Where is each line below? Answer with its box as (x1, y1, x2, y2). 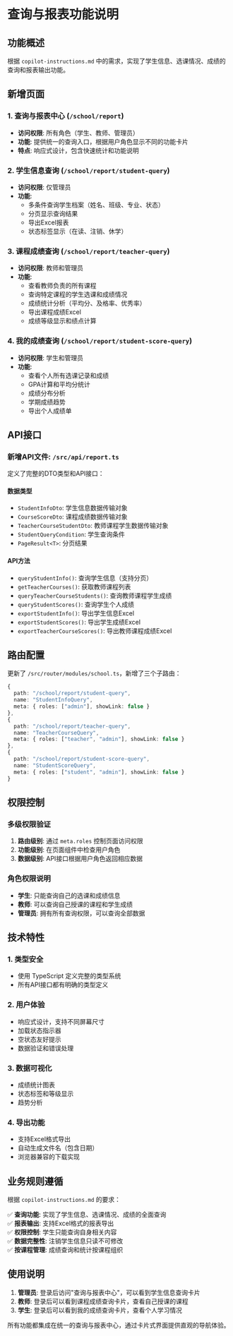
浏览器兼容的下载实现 (17, 1153, 80, 1161)
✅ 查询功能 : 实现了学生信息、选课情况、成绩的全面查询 (7, 1210, 167, 1218)
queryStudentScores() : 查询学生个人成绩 (17, 600, 134, 608)
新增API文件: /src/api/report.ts (7, 452, 119, 462)
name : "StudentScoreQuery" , (13, 762, 97, 769)
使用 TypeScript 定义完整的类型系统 (17, 972, 121, 980)
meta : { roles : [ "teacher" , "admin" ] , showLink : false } (13, 735, 185, 743)
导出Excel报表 (28, 218, 69, 227)
